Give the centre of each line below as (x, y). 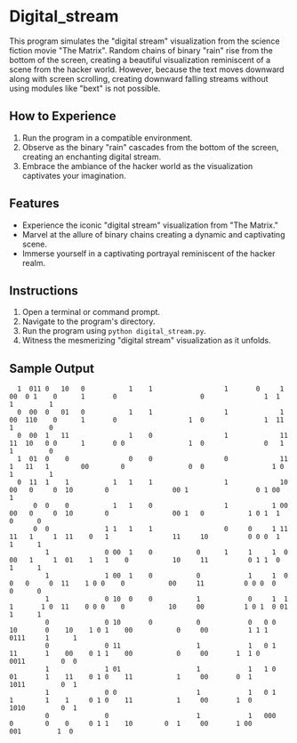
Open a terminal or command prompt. (91, 312)
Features (34, 203)
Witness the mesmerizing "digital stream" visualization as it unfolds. (146, 341)
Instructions (44, 291)
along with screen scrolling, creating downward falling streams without (139, 78)
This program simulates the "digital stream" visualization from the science (144, 41)
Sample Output (52, 368)
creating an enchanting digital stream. (92, 157)
